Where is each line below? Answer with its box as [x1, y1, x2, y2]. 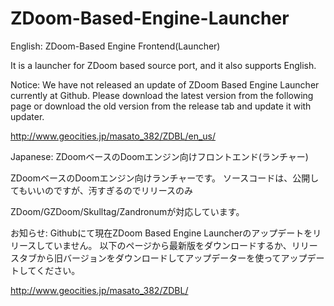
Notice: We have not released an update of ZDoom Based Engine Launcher [10, 78, 320, 91]
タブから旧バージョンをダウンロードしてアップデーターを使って [18, 252, 282, 264]
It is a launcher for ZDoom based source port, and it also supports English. [10, 59, 317, 71]
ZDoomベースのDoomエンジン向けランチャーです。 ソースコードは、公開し [10, 172, 320, 184]
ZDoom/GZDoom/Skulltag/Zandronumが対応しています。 [10, 205, 245, 217]
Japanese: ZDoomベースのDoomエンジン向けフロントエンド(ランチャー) [10, 150, 309, 162]
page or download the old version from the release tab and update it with [10, 100, 312, 112]
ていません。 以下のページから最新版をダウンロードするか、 [44, 239, 292, 251]
